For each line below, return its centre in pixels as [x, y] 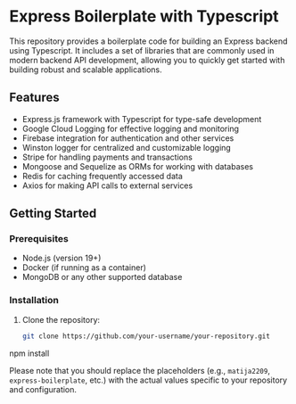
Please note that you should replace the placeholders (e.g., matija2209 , [140, 370]
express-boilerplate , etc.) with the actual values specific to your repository [148, 380]
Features [34, 98]
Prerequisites [39, 239]
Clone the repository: [61, 319]
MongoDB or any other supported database [102, 277]
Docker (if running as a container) [84, 268]
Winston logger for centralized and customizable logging [127, 147]
